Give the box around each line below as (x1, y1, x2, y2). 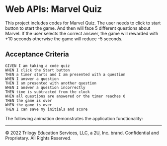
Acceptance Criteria (5, 50, 69, 59)
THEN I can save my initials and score (5, 107, 88, 112)
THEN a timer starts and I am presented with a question (5, 72, 126, 77)
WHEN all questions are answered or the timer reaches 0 (5, 93, 126, 99)
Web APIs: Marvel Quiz (5, 3, 102, 15)
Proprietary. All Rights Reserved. (5, 135, 72, 141)
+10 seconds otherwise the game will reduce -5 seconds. (5, 36, 123, 42)
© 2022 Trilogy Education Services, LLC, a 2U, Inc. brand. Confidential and (5, 130, 159, 136)
